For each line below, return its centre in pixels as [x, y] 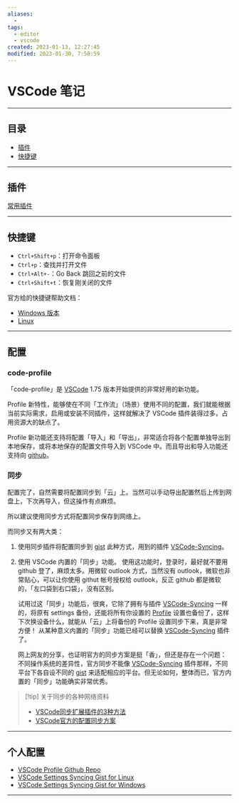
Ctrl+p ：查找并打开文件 [52, 265]
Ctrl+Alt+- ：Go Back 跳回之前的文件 [72, 274]
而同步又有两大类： [36, 532]
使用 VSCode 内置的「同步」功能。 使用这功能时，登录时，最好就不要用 [123, 562]
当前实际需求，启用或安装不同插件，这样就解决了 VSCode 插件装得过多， [115, 413]
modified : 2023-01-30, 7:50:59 [54, 54]
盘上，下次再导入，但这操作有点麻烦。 [63, 501]
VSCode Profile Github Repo [59, 770]
